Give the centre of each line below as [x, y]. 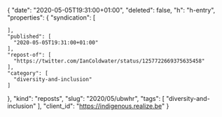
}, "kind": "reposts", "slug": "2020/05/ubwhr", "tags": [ [86, 98]
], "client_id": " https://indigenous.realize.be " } [103, 106]
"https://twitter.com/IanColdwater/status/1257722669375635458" [109, 61]
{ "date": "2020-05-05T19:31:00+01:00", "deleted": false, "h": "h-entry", [111, 10]
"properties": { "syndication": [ [51, 18]
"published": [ [29, 36]
